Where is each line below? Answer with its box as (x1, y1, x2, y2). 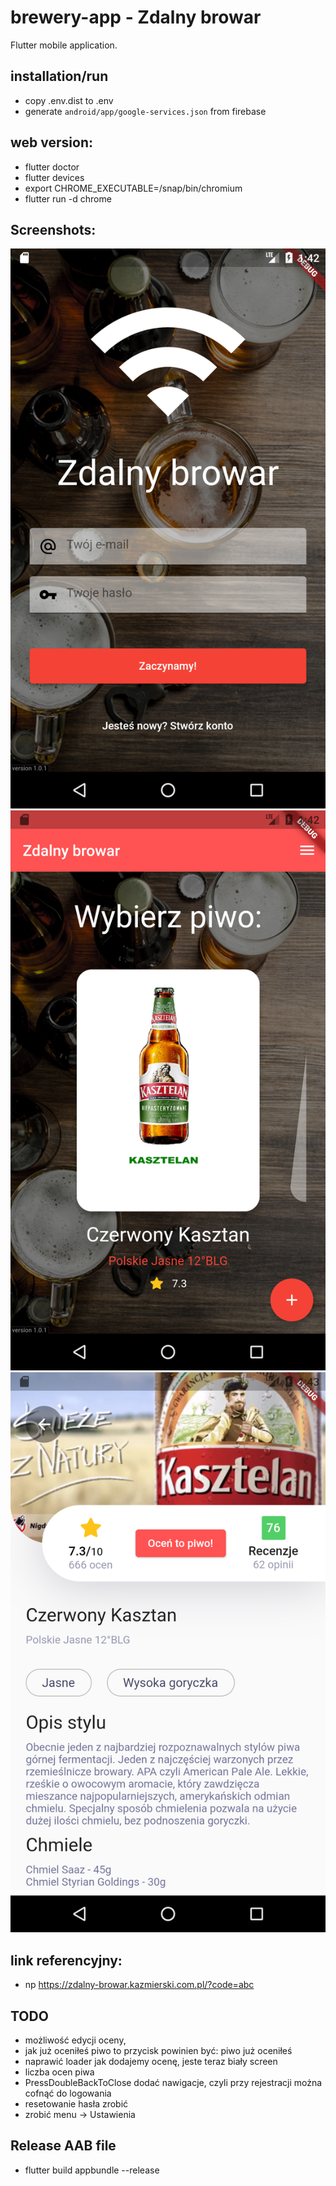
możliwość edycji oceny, (24, 2034, 127, 2046)
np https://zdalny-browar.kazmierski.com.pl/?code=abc (24, 1979, 255, 1991)
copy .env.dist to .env (24, 94, 114, 106)
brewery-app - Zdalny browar (10, 6, 262, 29)
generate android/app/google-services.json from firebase (24, 105, 267, 117)
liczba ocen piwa (24, 2066, 95, 2078)
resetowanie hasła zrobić (24, 2098, 129, 2110)
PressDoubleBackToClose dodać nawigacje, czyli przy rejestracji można (24, 2077, 323, 2088)
